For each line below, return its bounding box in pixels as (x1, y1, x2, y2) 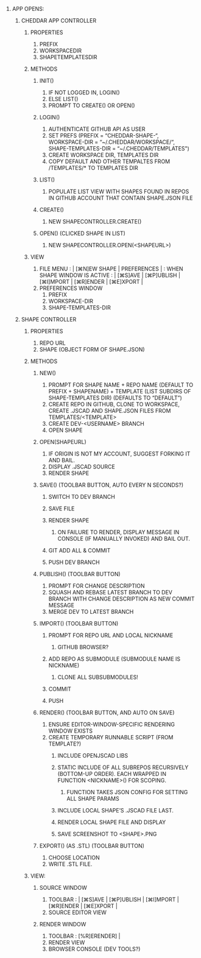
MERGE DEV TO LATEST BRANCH (48, 608, 134, 615)
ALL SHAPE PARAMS (66, 795, 120, 802)
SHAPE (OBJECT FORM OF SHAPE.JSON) (39, 346, 145, 353)
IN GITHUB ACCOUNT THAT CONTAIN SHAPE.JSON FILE (48, 194, 193, 202)
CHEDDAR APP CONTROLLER (21, 17, 96, 24)
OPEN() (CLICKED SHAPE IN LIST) (39, 230, 126, 237)
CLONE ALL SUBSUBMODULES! (57, 674, 138, 681)
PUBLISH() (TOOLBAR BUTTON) (39, 571, 121, 577)
